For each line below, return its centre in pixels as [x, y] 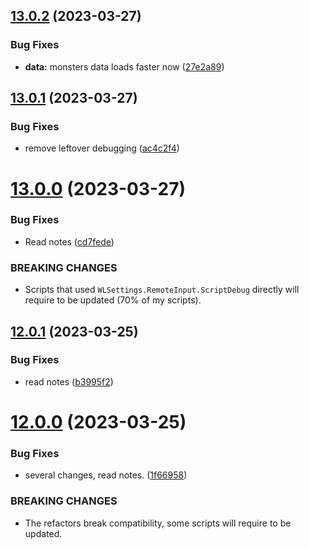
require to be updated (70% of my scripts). [113, 300]
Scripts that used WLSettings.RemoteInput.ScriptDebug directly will [162, 290]
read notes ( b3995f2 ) [69, 381]
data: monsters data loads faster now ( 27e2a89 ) [124, 66]
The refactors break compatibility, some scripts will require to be [158, 523]
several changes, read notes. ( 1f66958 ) [106, 475]
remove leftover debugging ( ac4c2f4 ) [102, 148]
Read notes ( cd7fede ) [69, 241]
